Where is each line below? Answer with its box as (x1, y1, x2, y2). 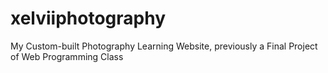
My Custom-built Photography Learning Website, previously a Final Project (10, 40, 318, 52)
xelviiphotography (10, 7, 167, 30)
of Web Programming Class (10, 50, 124, 62)
